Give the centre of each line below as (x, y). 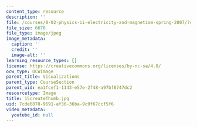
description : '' (26, 17)
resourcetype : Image (31, 93)
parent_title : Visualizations (43, 77)
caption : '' (26, 44)
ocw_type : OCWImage (30, 71)
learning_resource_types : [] (42, 60)
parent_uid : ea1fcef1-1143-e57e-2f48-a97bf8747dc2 (69, 88)
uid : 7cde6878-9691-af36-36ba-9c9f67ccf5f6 (60, 104)
